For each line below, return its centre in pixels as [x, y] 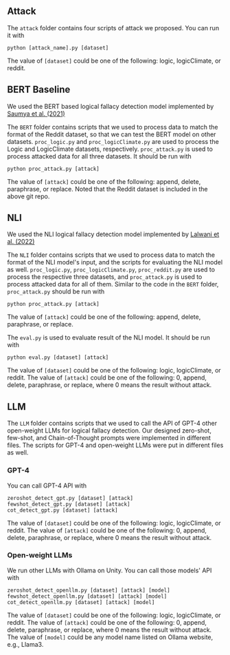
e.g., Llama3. [25, 644]
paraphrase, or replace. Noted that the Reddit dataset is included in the [107, 189]
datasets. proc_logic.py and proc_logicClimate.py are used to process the [113, 141]
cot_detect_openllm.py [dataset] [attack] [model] [81, 602]
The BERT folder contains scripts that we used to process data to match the [113, 127]
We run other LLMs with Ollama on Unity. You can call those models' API [110, 570]
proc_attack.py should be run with [56, 291]
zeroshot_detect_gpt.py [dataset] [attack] [70, 498]
